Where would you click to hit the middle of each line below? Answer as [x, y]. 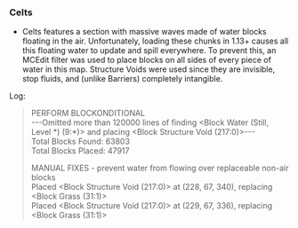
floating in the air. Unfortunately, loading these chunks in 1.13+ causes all [155, 41]
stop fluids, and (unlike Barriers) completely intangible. [122, 79]
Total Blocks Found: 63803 [81, 142]
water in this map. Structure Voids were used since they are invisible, [149, 69]
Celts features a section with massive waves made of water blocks [144, 32]
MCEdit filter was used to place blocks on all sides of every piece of [146, 60]
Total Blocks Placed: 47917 [80, 151]
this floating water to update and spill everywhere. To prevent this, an [149, 51]
